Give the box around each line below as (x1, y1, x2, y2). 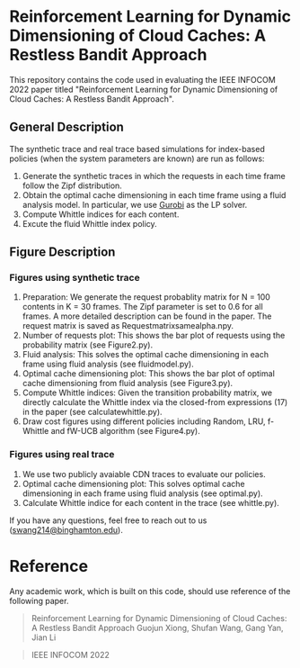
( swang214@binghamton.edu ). (9, 524, 123, 535)
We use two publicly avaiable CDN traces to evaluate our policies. (22, 468, 267, 479)
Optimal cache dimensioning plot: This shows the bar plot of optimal (22, 368, 276, 379)
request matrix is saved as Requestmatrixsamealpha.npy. (22, 320, 234, 331)
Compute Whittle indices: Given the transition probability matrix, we (22, 387, 272, 398)
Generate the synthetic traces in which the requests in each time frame (22, 170, 286, 181)
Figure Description (9, 245, 116, 260)
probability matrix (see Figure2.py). (22, 339, 154, 350)
